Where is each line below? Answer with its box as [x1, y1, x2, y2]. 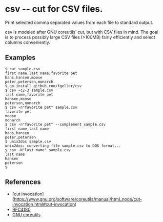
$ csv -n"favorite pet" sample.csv [5, 105, 78, 110]
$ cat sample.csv [5, 66, 41, 71]
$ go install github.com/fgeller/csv [5, 83, 82, 88]
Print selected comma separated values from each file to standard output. [5, 20, 154, 25]
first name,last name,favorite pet [5, 71, 78, 76]
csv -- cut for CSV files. [5, 3, 103, 15]
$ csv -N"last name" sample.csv [5, 147, 71, 152]
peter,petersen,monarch [5, 79, 54, 84]
